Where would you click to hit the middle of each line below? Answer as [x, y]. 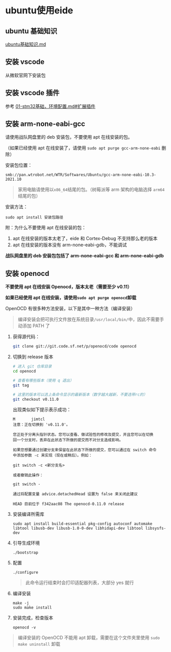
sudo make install [32, 608]
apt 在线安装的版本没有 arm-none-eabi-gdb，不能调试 [70, 245]
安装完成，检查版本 [33, 618]
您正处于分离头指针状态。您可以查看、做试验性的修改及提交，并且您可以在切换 [83, 435]
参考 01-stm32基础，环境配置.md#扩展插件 [51, 106]
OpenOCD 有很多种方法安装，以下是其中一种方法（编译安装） [70, 309]
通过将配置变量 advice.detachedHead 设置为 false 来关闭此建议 [75, 494]
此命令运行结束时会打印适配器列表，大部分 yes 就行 [80, 583]
